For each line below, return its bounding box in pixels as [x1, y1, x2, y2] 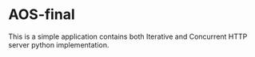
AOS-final [8, 6, 75, 24]
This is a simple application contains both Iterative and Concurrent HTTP [8, 32, 248, 41]
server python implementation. [8, 40, 110, 49]
